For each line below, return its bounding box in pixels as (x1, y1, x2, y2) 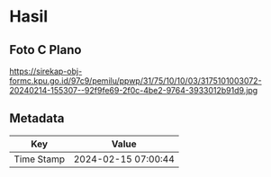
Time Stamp (14, 153, 66, 165)
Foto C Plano (9, 42, 82, 58)
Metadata (9, 111, 65, 127)
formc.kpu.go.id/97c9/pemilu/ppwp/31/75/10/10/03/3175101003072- (9, 75, 263, 86)
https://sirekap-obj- (9, 66, 83, 76)
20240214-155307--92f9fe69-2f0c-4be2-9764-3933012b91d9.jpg (9, 85, 258, 95)
